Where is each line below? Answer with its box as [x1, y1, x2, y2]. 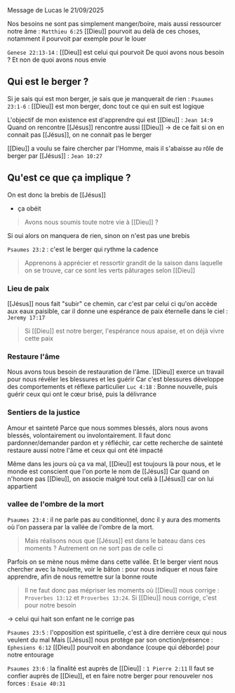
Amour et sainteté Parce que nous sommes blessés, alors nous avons [7, 423, 208, 432]
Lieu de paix [7, 284, 50, 293]
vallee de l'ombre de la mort [7, 499, 104, 509]
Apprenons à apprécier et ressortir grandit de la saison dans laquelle [24, 258, 223, 267]
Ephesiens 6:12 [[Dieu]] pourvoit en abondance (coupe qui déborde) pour [7, 642, 220, 652]
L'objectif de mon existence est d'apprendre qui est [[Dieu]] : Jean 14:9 [7, 115, 214, 124]
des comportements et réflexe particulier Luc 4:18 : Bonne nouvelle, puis [7, 383, 218, 391]
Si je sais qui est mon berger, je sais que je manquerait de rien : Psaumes [7, 94, 214, 103]
